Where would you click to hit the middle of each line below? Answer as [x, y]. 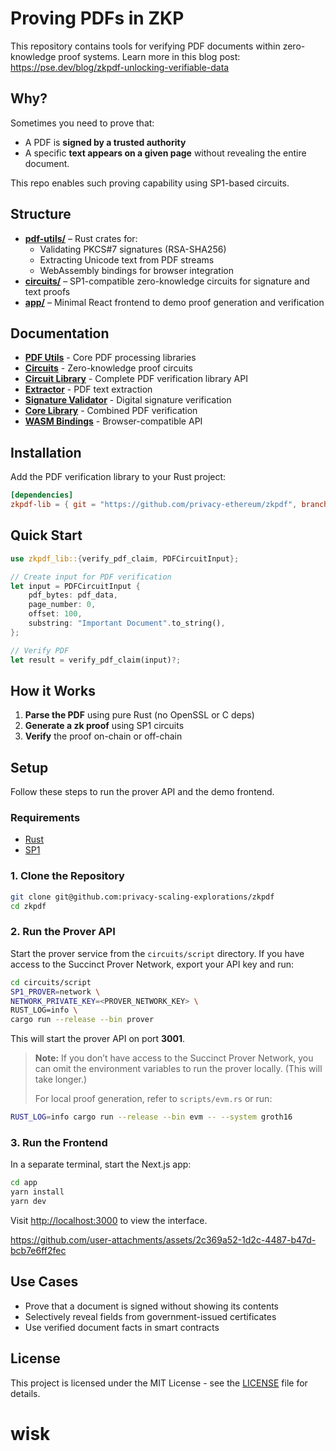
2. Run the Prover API [63, 932]
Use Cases [44, 1282]
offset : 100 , [55, 614]
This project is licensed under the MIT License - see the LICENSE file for [159, 1383]
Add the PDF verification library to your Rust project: [118, 477]
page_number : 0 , [62, 605]
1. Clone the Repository [67, 876]
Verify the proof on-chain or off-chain [103, 736]
